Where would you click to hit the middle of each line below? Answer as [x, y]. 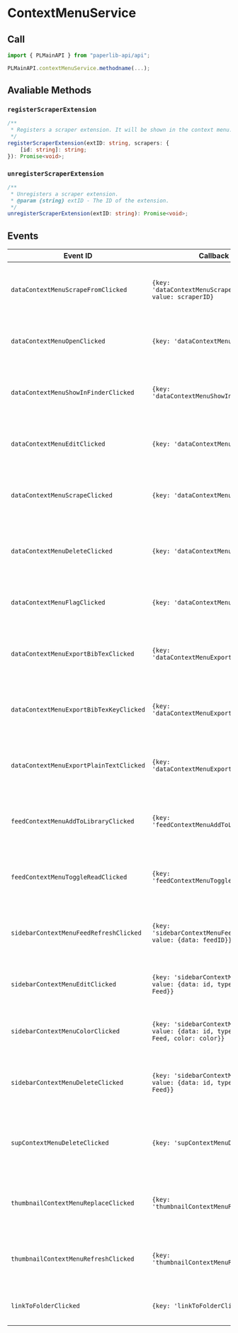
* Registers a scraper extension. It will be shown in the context [112, 130]
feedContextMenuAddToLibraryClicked [73, 821]
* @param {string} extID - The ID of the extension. [90, 201]
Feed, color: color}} [188, 1039]
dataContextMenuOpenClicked [58, 341]
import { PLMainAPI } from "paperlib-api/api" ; [79, 55]
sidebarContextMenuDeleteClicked [67, 1083]
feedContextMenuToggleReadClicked [69, 877]
